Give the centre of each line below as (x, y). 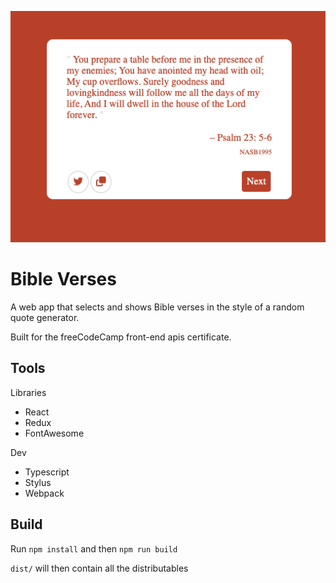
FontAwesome (54, 433)
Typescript (47, 472)
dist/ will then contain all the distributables (99, 568)
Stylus (38, 482)
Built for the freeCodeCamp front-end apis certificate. (121, 337)
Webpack (44, 493)
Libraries (28, 392)
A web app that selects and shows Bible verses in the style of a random (157, 307)
